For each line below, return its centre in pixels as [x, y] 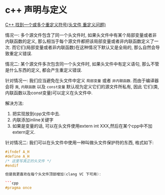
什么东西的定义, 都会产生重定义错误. [46, 70]
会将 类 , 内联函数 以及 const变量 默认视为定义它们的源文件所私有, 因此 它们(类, [82, 86]
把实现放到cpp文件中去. [36, 113]
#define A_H [17, 156]
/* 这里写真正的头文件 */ [28, 161]
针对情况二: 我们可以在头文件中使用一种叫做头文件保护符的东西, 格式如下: [79, 142]
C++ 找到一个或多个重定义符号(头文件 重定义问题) [55, 25]
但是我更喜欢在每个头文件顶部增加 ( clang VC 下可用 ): [53, 174]
